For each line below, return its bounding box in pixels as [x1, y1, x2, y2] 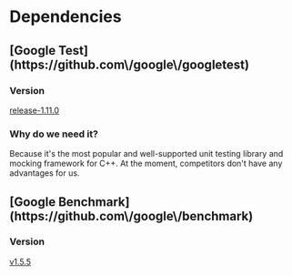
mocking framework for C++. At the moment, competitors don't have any [9, 158, 283, 169]
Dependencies [9, 6, 122, 27]
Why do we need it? [9, 128, 98, 140]
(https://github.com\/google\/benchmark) [9, 208, 254, 224]
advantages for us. [9, 168, 80, 179]
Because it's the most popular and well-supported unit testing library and [9, 148, 284, 159]
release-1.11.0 [9, 105, 60, 116]
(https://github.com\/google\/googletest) [9, 56, 250, 72]
